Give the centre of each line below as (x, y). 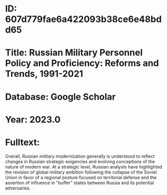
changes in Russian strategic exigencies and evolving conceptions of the (80, 161)
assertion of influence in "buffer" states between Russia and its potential (80, 183)
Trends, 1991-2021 (44, 74)
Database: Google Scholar (61, 97)
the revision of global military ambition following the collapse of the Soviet (81, 172)
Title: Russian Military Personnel (74, 53)
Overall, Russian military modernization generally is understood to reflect (80, 156)
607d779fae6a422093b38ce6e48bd (83, 19)
